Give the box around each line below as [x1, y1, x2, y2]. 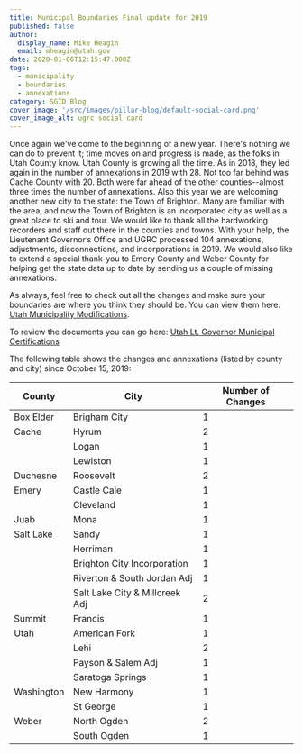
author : [9, 30, 39, 39]
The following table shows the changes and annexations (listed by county [9, 353, 283, 365]
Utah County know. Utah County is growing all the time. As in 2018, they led [9, 158, 290, 168]
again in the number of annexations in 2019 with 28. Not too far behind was [9, 168, 289, 178]
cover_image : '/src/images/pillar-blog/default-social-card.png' [9, 105, 260, 114]
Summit [14, 613, 47, 625]
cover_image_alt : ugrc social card [9, 114, 143, 123]
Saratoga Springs [73, 671, 147, 684]
